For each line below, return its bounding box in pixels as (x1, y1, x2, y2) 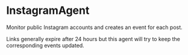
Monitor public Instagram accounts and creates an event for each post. (6, 24, 183, 31)
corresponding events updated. (6, 42, 84, 49)
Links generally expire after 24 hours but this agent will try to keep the (6, 35, 181, 42)
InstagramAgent (6, 4, 90, 18)
